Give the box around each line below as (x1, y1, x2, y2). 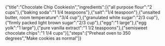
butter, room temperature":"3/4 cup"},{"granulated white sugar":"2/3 (5, 15, 146, 20)
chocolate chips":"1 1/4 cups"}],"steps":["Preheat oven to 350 (5, 30, 131, 36)
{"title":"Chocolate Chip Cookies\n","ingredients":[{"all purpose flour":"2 (5, 4, 152, 10)
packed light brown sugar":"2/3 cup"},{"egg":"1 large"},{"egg (22, 20, 147, 25)
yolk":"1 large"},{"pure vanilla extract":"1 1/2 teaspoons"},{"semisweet (5, 25, 148, 31)
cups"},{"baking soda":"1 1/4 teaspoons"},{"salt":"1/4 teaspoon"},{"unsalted (5, 9, 161, 15)
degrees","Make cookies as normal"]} (5, 35, 82, 41)
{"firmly (5, 20, 21, 25)
